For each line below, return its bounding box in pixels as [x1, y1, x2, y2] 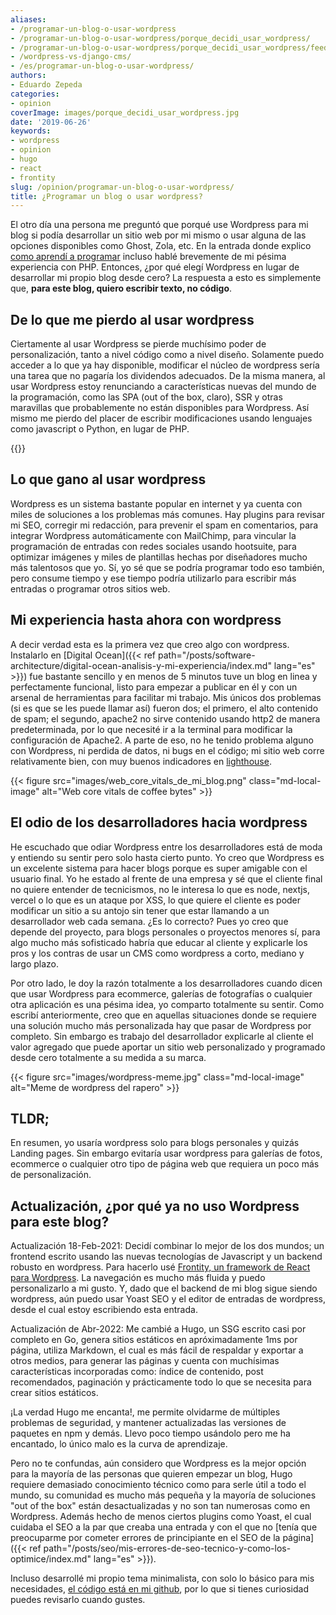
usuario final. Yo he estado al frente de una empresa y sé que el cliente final [10, 872, 323, 885]
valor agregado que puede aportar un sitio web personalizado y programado [10, 1041, 326, 1053]
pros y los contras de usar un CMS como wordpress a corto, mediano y [10, 947, 305, 959]
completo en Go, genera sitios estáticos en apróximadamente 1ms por [10, 1334, 298, 1346]
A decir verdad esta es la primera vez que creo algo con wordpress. [10, 638, 290, 650]
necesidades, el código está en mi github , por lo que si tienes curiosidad [10, 1583, 310, 1595]
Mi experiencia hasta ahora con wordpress [10, 612, 282, 629]
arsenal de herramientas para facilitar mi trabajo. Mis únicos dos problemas [10, 691, 322, 703]
